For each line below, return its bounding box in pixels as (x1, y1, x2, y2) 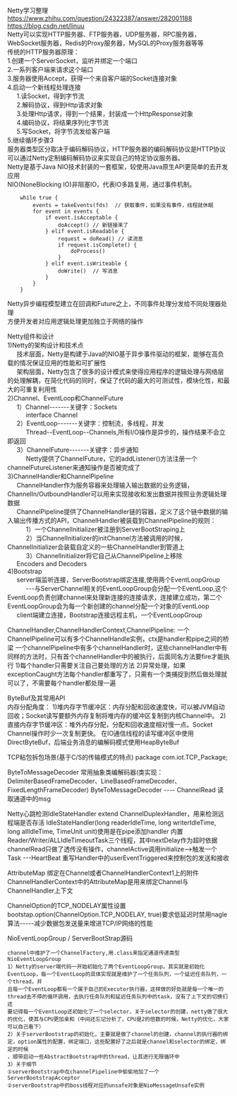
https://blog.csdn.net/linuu (7, 22, 85, 30)
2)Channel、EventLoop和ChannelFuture (7, 394, 123, 402)
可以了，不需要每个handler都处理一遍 (7, 679, 116, 687)
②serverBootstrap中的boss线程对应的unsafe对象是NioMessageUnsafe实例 (7, 1082, 205, 1089)
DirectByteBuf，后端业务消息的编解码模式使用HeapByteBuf (7, 738, 180, 746)
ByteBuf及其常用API (7, 694, 66, 702)
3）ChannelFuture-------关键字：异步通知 (16, 446, 139, 454)
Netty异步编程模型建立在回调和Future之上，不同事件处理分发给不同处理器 (7, 300, 221, 307)
